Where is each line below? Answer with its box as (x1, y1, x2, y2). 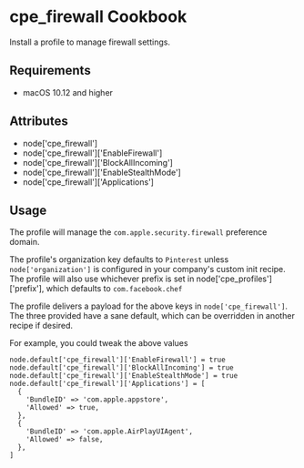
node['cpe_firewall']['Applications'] (22, 176, 155, 188)
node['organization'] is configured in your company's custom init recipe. (9, 264, 287, 275)
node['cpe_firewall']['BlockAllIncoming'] (22, 157, 173, 168)
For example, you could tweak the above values (9, 338, 188, 349)
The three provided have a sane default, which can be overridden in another (9, 310, 296, 321)
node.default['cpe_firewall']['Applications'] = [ (9, 380, 206, 389)
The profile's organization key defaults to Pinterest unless (9, 254, 229, 265)
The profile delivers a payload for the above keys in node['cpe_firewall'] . (9, 300, 289, 311)
